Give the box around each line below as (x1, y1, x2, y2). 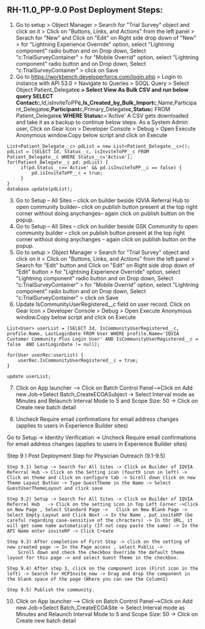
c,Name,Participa (153, 99, 197, 106)
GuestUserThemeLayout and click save (7, 485, 103, 491)
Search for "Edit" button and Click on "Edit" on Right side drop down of (15, 261, 195, 269)
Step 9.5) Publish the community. (7, 586, 95, 593)
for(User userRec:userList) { (7, 352, 84, 358)
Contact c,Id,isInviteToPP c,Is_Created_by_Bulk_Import (15, 99, 154, 106)
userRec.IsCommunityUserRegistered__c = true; (18, 357, 138, 363)
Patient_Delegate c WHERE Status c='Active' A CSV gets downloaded (15, 112, 189, 119)
